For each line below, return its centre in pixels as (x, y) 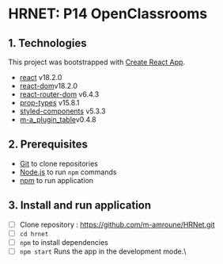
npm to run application (56, 180)
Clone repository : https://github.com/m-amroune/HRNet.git (117, 224)
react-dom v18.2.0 (48, 86)
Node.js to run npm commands (68, 172)
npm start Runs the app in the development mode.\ (103, 251)
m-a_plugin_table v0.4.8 (58, 119)
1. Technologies (47, 43)
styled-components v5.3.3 (62, 111)
